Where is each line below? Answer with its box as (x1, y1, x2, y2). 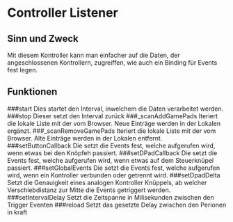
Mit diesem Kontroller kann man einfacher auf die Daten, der (7, 51, 180, 59)
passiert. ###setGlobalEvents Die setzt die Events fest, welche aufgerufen (7, 164, 220, 172)
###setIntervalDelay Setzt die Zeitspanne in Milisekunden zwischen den (7, 193, 214, 201)
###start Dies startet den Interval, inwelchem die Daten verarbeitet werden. (7, 104, 224, 113)
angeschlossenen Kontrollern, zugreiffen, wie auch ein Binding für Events (7, 58, 218, 67)
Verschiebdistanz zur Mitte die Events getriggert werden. (7, 186, 171, 194)
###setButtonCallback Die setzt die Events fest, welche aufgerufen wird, (7, 141, 216, 150)
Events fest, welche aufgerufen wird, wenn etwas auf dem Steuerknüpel (7, 156, 214, 164)
